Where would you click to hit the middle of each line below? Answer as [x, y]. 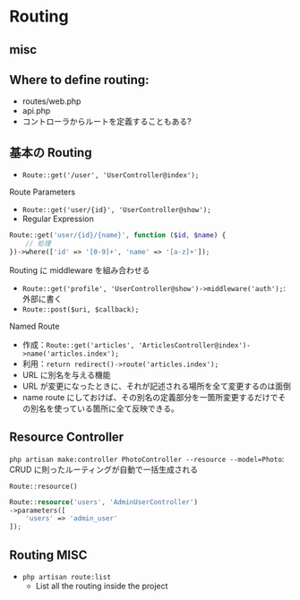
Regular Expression [58, 219]
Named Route [34, 326]
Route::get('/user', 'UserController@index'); [111, 176]
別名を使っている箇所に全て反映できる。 [104, 408]
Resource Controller [67, 437]
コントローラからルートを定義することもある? [107, 122]
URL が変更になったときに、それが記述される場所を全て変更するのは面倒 [156, 386]
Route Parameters [43, 192]
